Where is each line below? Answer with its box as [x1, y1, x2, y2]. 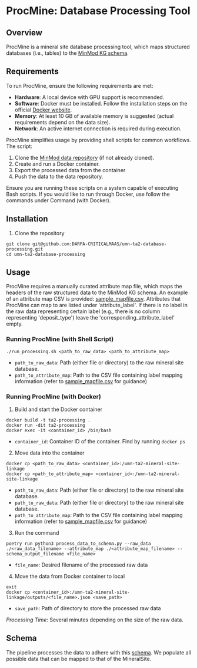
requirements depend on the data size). [14, 119, 111, 126]
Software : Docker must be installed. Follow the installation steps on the [14, 100, 188, 107]
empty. [6, 320, 24, 328]
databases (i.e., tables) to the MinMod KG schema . [6, 50, 129, 57]
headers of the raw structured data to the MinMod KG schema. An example [6, 289, 188, 296]
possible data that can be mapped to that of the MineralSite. [6, 655, 152, 662]
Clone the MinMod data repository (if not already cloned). [14, 154, 155, 161]
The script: [6, 143, 32, 150]
